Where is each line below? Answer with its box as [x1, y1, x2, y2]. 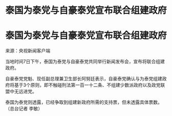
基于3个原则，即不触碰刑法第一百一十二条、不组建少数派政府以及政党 [14, 82, 161, 88]
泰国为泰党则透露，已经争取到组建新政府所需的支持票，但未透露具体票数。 [5, 99, 162, 105]
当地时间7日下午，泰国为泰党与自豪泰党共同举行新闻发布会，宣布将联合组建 [5, 59, 165, 65]
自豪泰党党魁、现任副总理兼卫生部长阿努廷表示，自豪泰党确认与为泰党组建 [5, 76, 162, 82]
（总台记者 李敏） [5, 105, 42, 112]
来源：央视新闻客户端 [5, 48, 50, 54]
